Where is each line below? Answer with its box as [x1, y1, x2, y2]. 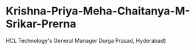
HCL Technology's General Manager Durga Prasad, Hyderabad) [5, 37, 166, 44]
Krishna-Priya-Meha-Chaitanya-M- [5, 4, 191, 18]
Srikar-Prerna [5, 17, 77, 31]
